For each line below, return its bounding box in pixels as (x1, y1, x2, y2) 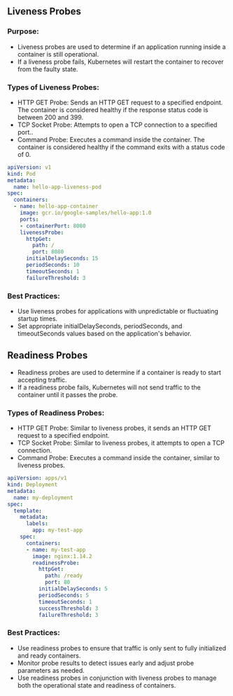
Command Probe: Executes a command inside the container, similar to (17, 454, 220, 462)
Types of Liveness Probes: (7, 82, 99, 92)
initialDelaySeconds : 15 (25, 255, 99, 262)
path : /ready (44, 572, 83, 580)
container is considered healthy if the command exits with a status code (17, 143, 225, 151)
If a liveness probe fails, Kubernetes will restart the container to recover (17, 57, 224, 66)
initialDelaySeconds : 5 (38, 585, 108, 592)
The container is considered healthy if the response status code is (17, 105, 209, 114)
